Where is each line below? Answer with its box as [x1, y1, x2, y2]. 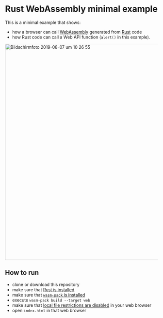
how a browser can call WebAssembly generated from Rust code [12, 29, 142, 35]
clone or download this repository [12, 281, 80, 287]
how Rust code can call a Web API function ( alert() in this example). [12, 34, 150, 40]
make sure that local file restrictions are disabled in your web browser [12, 302, 152, 308]
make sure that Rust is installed [12, 286, 75, 293]
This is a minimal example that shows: [5, 19, 81, 25]
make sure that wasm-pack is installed [12, 292, 85, 298]
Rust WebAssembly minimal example [5, 3, 158, 15]
